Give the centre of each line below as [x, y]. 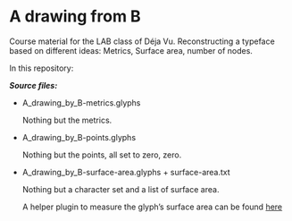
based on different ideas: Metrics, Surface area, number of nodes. [131, 50]
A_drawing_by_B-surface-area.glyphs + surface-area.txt [126, 172]
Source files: [33, 85]
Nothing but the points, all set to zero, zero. [102, 155]
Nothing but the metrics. [67, 120]
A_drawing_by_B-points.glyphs [79, 137]
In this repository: [42, 68]
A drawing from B [75, 17]
